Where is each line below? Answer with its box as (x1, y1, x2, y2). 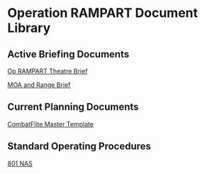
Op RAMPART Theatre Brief (7, 67, 88, 75)
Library (7, 20, 51, 36)
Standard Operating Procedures (7, 140, 151, 153)
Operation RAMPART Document (7, 5, 199, 21)
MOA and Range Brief (7, 81, 71, 89)
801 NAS (7, 159, 33, 168)
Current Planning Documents (7, 101, 139, 113)
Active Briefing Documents (7, 48, 130, 60)
